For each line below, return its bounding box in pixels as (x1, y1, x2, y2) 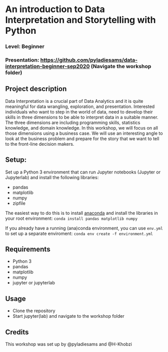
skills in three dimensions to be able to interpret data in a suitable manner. (5, 114, 159, 120)
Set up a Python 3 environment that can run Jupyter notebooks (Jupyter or (5, 169, 161, 175)
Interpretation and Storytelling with (5, 14, 156, 26)
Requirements (5, 245, 50, 254)
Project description (5, 85, 67, 93)
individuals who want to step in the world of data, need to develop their (5, 108, 153, 114)
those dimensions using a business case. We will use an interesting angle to (5, 130, 163, 136)
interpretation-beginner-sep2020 (5, 63, 90, 70)
